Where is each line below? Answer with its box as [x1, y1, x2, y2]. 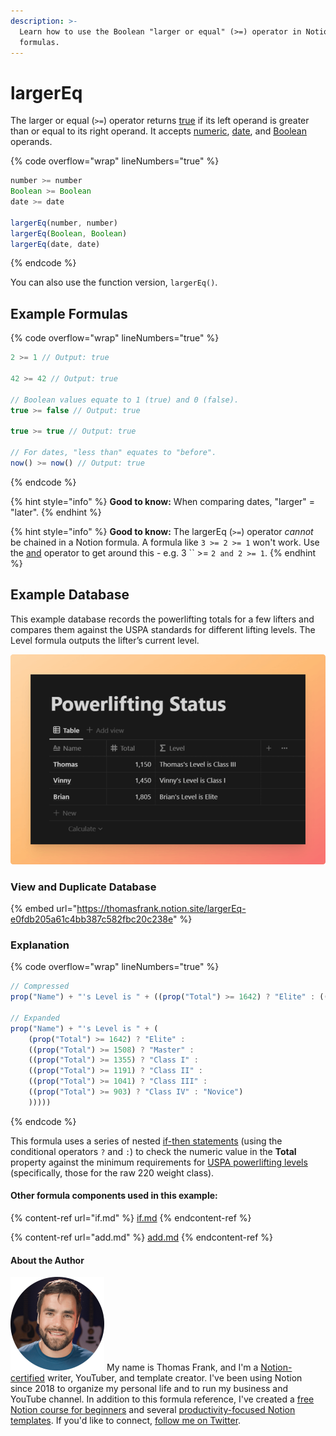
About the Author [10, 1254, 85, 1266]
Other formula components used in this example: [10, 1190, 218, 1202]
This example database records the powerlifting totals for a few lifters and [10, 613, 315, 625]
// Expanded [10, 1013, 60, 1023]
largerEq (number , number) [10, 218, 118, 228]
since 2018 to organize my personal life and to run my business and [10, 1383, 289, 1395]
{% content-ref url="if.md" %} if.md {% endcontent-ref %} [10, 1211, 252, 1224]
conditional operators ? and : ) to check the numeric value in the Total [10, 1145, 297, 1157]
